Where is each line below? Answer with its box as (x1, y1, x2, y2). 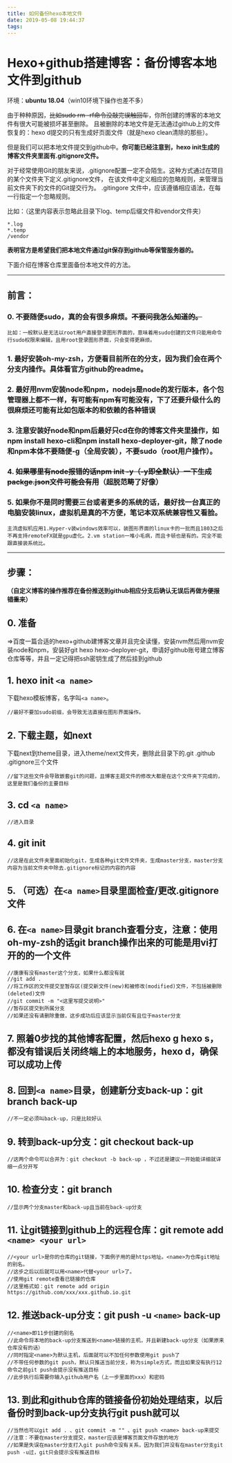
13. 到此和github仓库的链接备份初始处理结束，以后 (7, 1394, 223, 1406)
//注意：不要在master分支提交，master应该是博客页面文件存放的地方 (7, 1435, 180, 1442)
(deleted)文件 (7, 991, 46, 997)
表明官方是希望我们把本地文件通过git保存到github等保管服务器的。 (7, 246, 197, 255)
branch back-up (7, 1096, 78, 1107)
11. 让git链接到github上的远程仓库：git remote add (7, 1224, 224, 1236)
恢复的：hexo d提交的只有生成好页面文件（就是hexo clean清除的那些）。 (7, 129, 212, 137)
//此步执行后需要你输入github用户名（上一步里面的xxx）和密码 (7, 1374, 165, 1381)
